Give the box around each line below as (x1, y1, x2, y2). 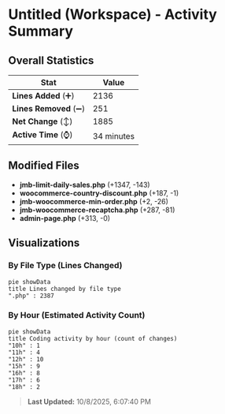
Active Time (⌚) (12, 129, 73, 140)
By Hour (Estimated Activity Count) (8, 310, 146, 321)
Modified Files (8, 159, 80, 173)
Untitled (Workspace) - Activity (8, 6, 218, 24)
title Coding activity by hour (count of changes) (8, 334, 178, 342)
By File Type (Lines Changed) (8, 260, 123, 271)
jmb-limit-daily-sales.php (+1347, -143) (19, 180, 151, 189)
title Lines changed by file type (8, 285, 122, 293)
